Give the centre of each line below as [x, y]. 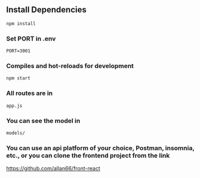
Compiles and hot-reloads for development [70, 66]
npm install [21, 23]
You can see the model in [43, 121]
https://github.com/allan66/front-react [53, 168]
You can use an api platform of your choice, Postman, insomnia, [100, 148]
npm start [19, 78]
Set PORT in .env [31, 38]
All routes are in [30, 93]
